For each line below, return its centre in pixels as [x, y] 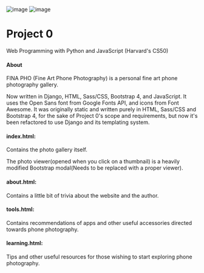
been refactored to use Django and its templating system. [78, 122]
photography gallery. [32, 85]
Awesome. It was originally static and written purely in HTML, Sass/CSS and [101, 109]
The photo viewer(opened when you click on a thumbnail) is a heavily [93, 162]
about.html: [22, 182]
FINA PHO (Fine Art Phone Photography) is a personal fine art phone [92, 78]
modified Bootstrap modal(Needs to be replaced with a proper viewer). [95, 168]
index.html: [21, 136]
